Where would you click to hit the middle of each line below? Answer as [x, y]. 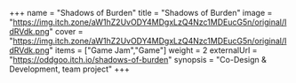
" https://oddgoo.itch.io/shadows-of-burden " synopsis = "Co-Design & [138, 60]
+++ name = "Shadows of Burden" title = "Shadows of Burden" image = [141, 13]
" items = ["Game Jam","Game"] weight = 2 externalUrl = [153, 50]
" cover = [66, 31]
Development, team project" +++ [70, 69]
